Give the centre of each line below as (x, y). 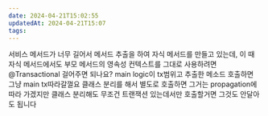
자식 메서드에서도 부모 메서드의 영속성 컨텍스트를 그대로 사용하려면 (113, 64)
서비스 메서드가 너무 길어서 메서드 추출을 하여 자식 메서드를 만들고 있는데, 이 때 (132, 54)
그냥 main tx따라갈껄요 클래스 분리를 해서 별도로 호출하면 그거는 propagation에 (133, 84)
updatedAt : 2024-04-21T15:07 (57, 23)
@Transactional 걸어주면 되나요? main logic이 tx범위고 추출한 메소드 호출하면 (131, 74)
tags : (17, 30)
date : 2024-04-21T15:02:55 (54, 16)
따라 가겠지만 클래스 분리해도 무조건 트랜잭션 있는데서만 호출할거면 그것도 (124, 94)
